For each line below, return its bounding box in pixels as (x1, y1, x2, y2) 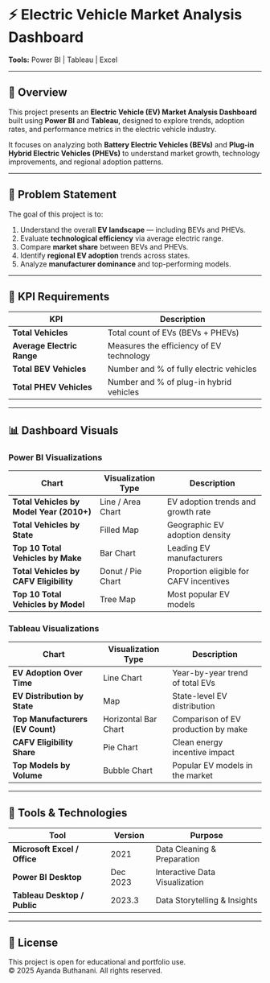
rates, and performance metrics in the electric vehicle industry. (8, 124, 217, 134)
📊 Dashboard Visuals (8, 423, 119, 437)
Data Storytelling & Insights (155, 894, 258, 906)
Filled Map (99, 524, 139, 535)
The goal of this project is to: (8, 209, 104, 219)
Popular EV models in (172, 760, 253, 771)
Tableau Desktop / (12, 890, 84, 901)
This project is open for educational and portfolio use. (8, 956, 186, 966)
